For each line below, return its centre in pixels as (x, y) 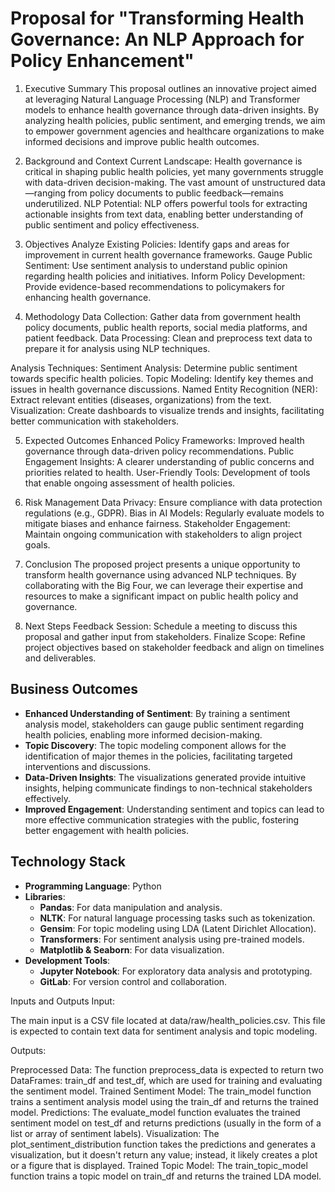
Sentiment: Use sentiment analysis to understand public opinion (156, 265)
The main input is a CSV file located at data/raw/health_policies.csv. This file (168, 1020)
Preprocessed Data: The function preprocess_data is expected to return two (167, 1069)
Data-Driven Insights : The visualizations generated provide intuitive (165, 777)
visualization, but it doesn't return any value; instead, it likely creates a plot (164, 1154)
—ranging (45, 193)
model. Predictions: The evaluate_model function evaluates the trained (155, 1112)
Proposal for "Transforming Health (157, 18)
